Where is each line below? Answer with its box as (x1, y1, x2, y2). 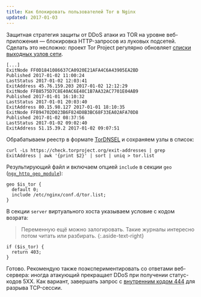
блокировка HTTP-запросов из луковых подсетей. (46, 37, 176, 45)
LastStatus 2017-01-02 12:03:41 (6, 78, 87, 84)
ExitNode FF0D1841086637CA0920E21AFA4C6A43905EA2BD (6, 67, 138, 73)
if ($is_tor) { (6, 243, 45, 250)
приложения (6, 37, 39, 45)
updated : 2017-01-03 (6, 14, 58, 20)
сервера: (6, 271, 30, 278)
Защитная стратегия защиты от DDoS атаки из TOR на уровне (6, 31, 165, 38)
